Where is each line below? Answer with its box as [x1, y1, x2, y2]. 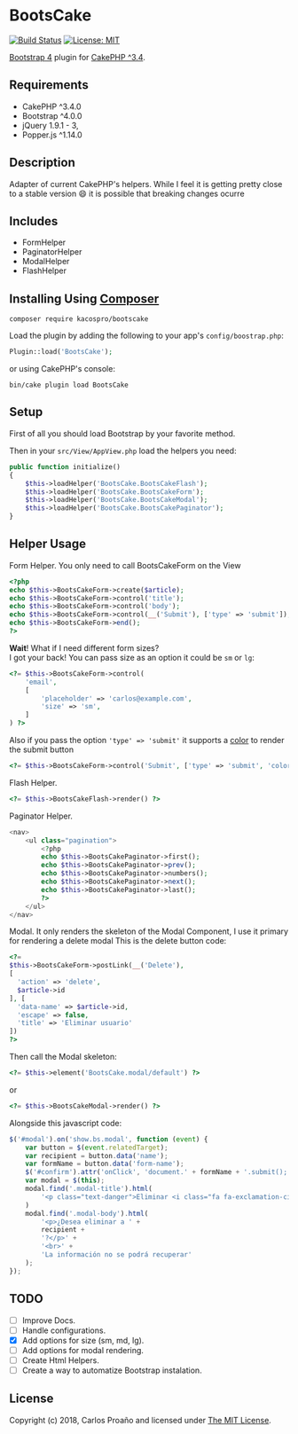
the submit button [9, 744, 74, 755]
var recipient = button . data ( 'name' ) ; [25, 1151, 169, 1160]
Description [9, 155, 75, 170]
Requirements [9, 77, 89, 93]
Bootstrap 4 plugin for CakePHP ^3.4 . [9, 51, 146, 62]
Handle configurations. [21, 1325, 106, 1336]
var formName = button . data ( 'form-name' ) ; [25, 1159, 184, 1169]
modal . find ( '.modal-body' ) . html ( [25, 1209, 149, 1218]
